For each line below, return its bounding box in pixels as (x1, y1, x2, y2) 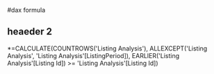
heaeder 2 (7, 26, 52, 37)
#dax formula (7, 6, 46, 14)
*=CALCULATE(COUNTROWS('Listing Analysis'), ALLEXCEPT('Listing (7, 44, 208, 53)
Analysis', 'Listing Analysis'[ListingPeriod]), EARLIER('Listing (7, 51, 180, 59)
